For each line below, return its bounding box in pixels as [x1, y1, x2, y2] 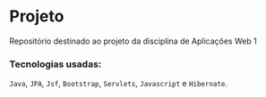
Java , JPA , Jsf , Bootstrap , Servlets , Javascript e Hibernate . [9, 78, 228, 89]
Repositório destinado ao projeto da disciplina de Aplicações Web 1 [9, 36, 257, 46]
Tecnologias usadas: [9, 58, 102, 70]
